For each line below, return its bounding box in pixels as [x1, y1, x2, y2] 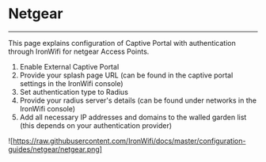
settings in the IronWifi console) [19, 78, 124, 88]
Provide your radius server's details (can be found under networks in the [19, 96, 257, 105]
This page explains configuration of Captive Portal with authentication [8, 38, 236, 47]
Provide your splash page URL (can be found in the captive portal [19, 70, 234, 80]
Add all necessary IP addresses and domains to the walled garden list [19, 112, 247, 122]
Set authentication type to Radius [19, 87, 129, 96]
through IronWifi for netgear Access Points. [8, 47, 150, 56]
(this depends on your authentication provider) [19, 120, 173, 130]
